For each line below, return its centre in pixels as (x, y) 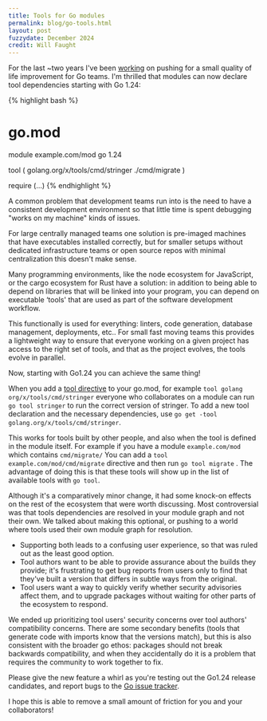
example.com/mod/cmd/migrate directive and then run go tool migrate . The (131, 463)
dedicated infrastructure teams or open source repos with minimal (117, 250)
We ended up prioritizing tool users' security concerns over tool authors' (128, 620)
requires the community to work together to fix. (86, 662)
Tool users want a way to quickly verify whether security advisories (130, 588)
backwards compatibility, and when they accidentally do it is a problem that (132, 654)
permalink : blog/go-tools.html (60, 23)
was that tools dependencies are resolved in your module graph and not (126, 513)
